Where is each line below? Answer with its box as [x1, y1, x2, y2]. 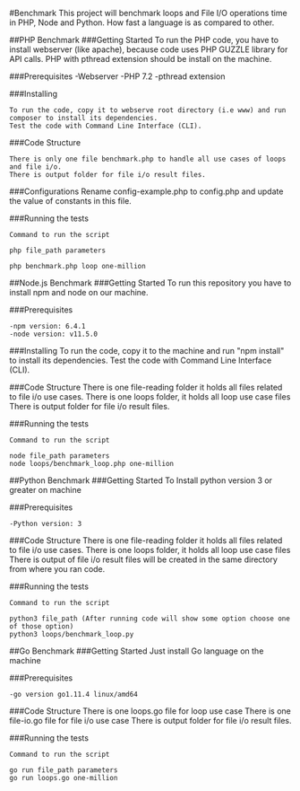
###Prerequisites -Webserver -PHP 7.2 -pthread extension [9, 71, 226, 82]
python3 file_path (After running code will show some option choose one [9, 614, 291, 623]
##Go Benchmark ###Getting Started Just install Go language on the [9, 646, 264, 656]
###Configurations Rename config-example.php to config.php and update [9, 186, 284, 197]
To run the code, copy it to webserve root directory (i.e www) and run [9, 106, 287, 115]
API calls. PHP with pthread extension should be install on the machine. [9, 54, 272, 64]
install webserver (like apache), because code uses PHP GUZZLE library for [9, 44, 288, 55]
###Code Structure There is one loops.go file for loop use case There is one [9, 706, 291, 716]
